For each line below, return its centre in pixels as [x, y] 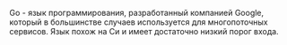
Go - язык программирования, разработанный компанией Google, [137, 13]
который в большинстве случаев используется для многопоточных [139, 22]
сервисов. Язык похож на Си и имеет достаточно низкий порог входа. [144, 31]
